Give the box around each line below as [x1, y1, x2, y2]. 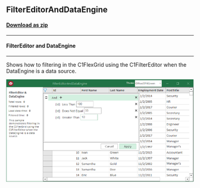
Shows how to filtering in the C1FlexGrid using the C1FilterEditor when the [6, 61, 187, 68]
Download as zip [6, 21, 48, 29]
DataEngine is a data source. [6, 67, 77, 74]
